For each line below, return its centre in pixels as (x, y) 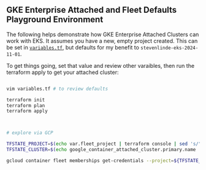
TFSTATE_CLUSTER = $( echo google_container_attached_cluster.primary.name (101, 150)
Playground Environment (55, 20)
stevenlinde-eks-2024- (170, 48)
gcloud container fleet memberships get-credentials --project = (90, 161)
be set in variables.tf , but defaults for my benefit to (73, 47)
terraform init (26, 100)
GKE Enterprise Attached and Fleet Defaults (92, 10)
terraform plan (26, 105)
